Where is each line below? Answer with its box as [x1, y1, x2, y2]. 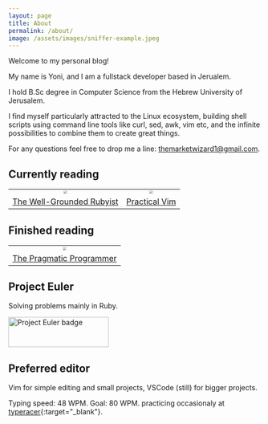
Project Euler [8, 280, 75, 294]
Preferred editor [8, 361, 91, 375]
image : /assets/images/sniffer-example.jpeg [8, 34, 160, 43]
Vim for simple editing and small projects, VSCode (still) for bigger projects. [8, 383, 258, 393]
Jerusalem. [8, 96, 46, 105]
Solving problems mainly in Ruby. [8, 301, 119, 311]
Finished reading [8, 223, 95, 237]
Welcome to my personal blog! [8, 56, 110, 66]
